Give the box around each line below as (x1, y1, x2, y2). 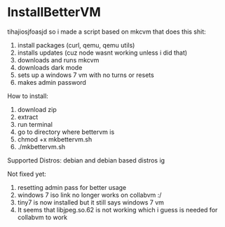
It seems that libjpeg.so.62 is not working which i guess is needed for (17, 205, 218, 214)
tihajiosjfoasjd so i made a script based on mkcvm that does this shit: (7, 27, 207, 36)
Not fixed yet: (7, 170, 47, 178)
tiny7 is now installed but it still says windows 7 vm (17, 198, 165, 207)
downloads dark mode (17, 63, 83, 71)
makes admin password (17, 78, 86, 86)
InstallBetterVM (7, 4, 102, 20)
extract (17, 113, 39, 121)
